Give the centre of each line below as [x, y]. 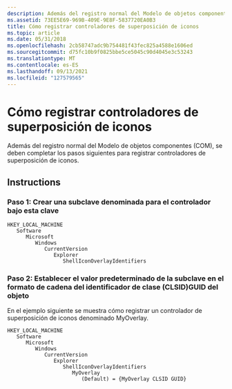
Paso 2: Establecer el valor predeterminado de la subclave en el [116, 278]
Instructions [34, 182]
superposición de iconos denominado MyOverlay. [78, 318]
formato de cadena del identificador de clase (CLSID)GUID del [113, 287]
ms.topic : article [33, 33]
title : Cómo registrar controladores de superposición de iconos [103, 26]
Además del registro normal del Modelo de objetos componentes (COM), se [115, 146]
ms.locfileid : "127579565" [46, 78]
